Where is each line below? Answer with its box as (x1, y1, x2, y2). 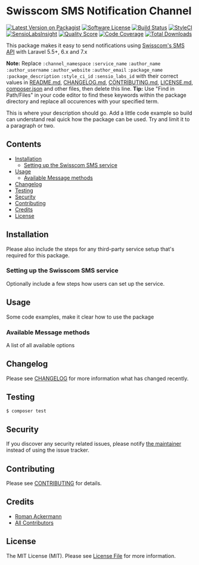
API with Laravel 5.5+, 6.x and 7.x (6, 48, 88, 55)
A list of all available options (6, 341, 75, 348)
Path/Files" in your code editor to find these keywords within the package (6, 91, 186, 98)
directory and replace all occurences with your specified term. (6, 97, 159, 105)
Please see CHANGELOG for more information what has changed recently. (6, 375, 189, 382)
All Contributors (14, 519, 54, 526)
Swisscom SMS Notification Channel (6, 4, 192, 18)
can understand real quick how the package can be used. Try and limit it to (6, 115, 190, 123)
